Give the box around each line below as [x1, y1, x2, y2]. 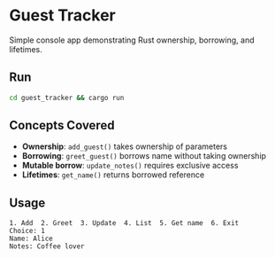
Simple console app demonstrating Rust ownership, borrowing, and [9, 35, 255, 45]
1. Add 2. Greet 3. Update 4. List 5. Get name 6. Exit [9, 219, 240, 228]
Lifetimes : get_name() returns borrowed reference [21, 169, 205, 180]
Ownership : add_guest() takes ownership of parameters [21, 141, 228, 152]
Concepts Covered [9, 118, 115, 133]
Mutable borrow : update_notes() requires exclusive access [21, 160, 239, 171]
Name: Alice [9, 234, 53, 244]
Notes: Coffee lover [9, 242, 86, 251]
